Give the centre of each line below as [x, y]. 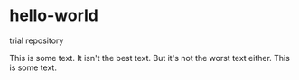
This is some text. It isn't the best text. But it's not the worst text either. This [150, 58]
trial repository [37, 40]
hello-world [54, 16]
